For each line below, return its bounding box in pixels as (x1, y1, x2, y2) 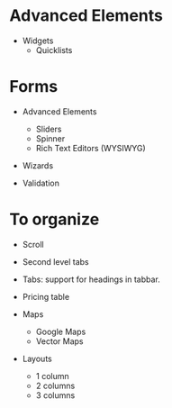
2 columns (35, 380, 76, 391)
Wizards (22, 159, 54, 171)
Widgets (22, 35, 54, 46)
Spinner (35, 132, 66, 144)
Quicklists (35, 44, 73, 55)
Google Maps (35, 326, 86, 337)
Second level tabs (22, 256, 89, 267)
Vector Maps (35, 335, 84, 347)
